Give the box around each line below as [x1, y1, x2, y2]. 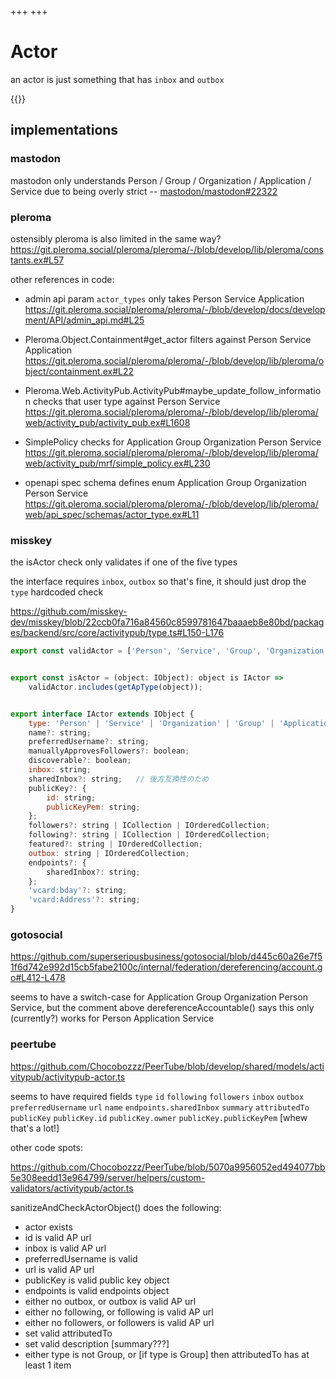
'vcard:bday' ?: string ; [28, 886, 128, 896]
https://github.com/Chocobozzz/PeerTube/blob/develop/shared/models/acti [10, 1060, 325, 1072]
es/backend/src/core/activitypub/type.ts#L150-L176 [10, 627, 225, 639]
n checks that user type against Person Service [24, 395, 221, 407]
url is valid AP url [24, 1263, 95, 1275]
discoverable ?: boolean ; [28, 756, 132, 766]
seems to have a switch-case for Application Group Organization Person [10, 991, 308, 1003]
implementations [10, 122, 119, 139]
